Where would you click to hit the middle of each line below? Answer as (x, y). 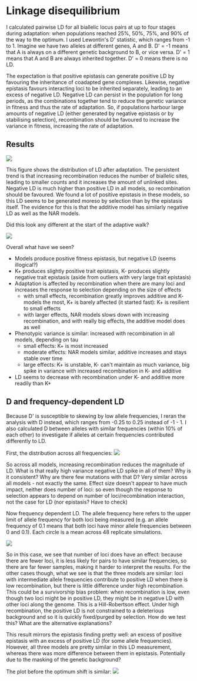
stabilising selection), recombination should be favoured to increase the (93, 119)
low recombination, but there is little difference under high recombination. (95, 585)
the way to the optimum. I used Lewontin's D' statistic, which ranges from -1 (98, 39)
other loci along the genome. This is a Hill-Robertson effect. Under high (93, 604)
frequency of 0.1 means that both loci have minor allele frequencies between (99, 526)
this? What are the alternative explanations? (59, 623)
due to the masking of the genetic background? (64, 659)
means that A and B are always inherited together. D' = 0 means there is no (97, 58)
